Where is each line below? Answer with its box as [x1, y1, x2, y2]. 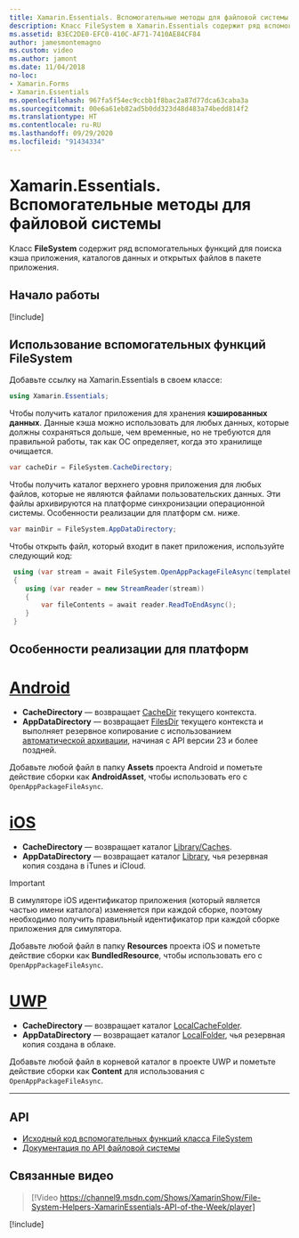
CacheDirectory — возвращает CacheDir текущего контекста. [21, 707, 257, 718]
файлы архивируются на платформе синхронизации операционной [9, 498, 265, 509]
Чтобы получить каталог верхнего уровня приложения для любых [9, 479, 263, 490]
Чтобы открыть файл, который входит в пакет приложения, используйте [9, 541, 285, 551]
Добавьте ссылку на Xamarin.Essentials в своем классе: [9, 375, 222, 386]
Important [9, 878, 45, 889]
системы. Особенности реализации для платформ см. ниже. [9, 508, 240, 518]
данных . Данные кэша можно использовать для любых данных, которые [9, 418, 289, 428]
